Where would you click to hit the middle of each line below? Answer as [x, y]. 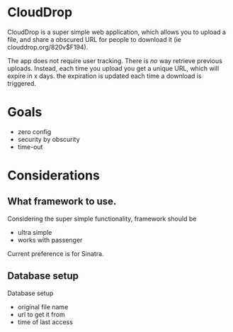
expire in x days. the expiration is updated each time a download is [104, 76]
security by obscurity [49, 139]
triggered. [22, 83]
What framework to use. [62, 202]
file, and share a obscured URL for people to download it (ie [95, 39]
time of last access [45, 322]
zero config [34, 131]
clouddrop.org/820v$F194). [48, 47]
